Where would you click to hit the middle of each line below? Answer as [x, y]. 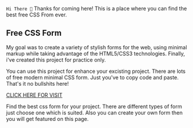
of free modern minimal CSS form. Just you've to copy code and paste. [92, 77]
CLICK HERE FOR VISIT [34, 95]
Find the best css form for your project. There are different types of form [94, 106]
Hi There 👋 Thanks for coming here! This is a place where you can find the [96, 9]
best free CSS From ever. [36, 15]
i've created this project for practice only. [56, 60]
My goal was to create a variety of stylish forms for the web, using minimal [96, 47]
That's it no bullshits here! [37, 83]
